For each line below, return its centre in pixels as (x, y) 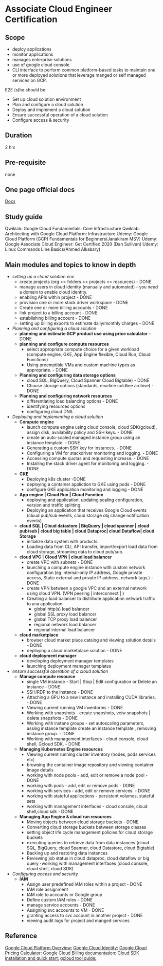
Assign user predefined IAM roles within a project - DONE (84, 884)
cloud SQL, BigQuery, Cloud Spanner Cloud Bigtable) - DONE (88, 380)
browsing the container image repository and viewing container (90, 765)
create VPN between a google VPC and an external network (87, 588)
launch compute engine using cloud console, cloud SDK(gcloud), (92, 427)
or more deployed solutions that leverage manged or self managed (79, 75)
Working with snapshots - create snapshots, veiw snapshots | (89, 713)
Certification (31, 19)
